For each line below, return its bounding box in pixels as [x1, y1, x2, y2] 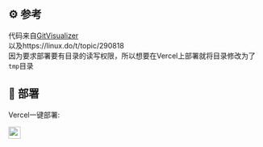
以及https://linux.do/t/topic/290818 [8, 40, 125, 50]
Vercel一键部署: [8, 110, 61, 120]
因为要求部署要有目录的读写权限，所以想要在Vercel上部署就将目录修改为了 [8, 51, 256, 61]
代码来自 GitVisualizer [8, 31, 79, 40]
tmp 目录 [8, 61, 34, 70]
